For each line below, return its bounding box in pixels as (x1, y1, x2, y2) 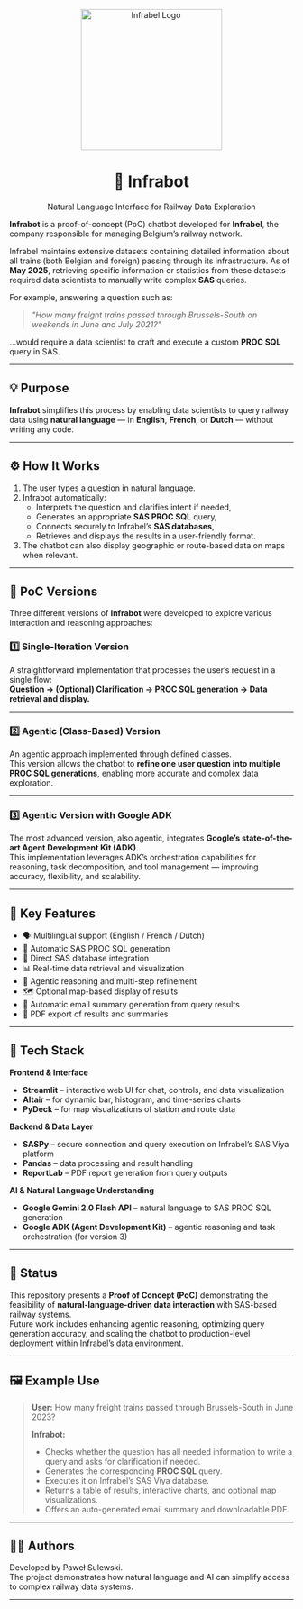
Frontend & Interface (9, 1067, 88, 1078)
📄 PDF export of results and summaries (22, 1008, 169, 1019)
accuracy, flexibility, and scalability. (9, 871, 142, 882)
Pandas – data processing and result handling (22, 1157, 194, 1168)
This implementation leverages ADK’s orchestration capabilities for (9, 852, 257, 863)
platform (22, 1148, 54, 1159)
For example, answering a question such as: (9, 291, 173, 302)
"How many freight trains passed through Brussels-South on (31, 309, 258, 320)
